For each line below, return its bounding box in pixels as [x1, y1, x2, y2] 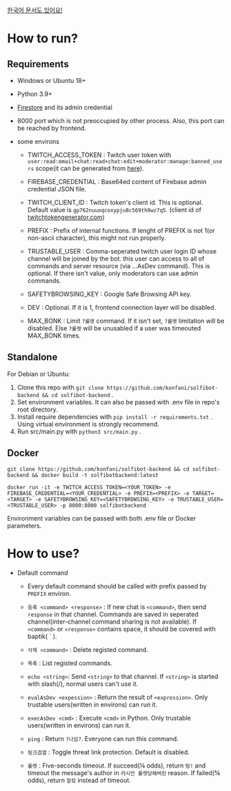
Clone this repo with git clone [17, 383, 104, 391]
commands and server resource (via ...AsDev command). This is [27, 262, 210, 270]
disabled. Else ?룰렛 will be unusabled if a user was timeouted [27, 324, 201, 332]
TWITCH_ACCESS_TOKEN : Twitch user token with [27, 151, 172, 159]
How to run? [7, 30, 78, 46]
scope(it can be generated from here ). [35, 165, 145, 172]
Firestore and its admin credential [17, 103, 112, 111]
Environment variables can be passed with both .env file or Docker [7, 514, 197, 522]
